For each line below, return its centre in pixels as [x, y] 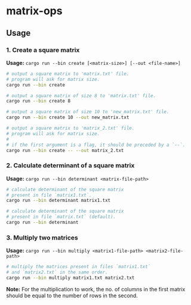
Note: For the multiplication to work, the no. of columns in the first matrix [96, 289]
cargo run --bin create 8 [38, 101]
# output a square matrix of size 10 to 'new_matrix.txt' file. [88, 112]
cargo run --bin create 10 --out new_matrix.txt [68, 117]
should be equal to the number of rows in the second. [72, 295]
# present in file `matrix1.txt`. [49, 195]
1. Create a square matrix [43, 50]
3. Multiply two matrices [42, 238]
